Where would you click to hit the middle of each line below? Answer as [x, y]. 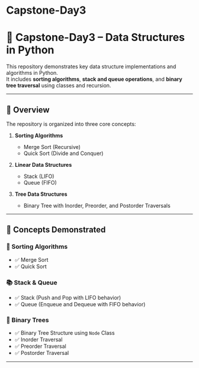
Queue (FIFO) [40, 182]
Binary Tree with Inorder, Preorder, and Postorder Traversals [97, 205]
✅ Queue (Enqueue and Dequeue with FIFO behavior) [80, 304]
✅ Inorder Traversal [38, 340]
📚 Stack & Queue [32, 283]
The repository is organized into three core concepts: [71, 124]
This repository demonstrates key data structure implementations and [91, 66]
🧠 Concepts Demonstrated [56, 230]
